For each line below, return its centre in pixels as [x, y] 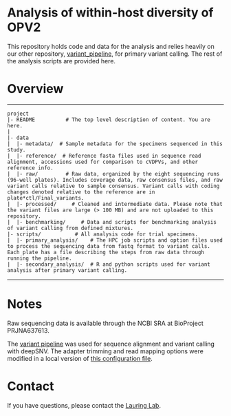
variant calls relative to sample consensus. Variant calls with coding [113, 186]
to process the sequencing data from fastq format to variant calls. [109, 246]
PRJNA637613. [28, 330]
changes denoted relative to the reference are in [81, 192]
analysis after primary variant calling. [67, 270]
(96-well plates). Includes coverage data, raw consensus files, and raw [115, 180]
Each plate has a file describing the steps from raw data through [106, 252]
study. [16, 149]
